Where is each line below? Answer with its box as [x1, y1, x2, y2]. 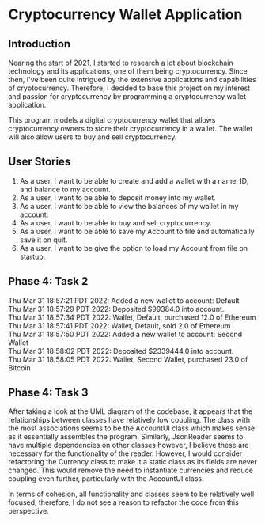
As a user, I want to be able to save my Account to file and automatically [19, 226, 255, 236]
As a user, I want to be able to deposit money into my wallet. [19, 192, 216, 203]
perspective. [8, 506, 49, 516]
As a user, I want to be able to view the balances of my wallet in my [19, 201, 239, 210]
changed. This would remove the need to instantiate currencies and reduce [8, 465, 253, 476]
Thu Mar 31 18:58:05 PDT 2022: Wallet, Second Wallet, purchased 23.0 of [8, 354, 248, 364]
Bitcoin [8, 362, 32, 373]
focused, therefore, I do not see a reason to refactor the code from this [8, 498, 239, 507]
